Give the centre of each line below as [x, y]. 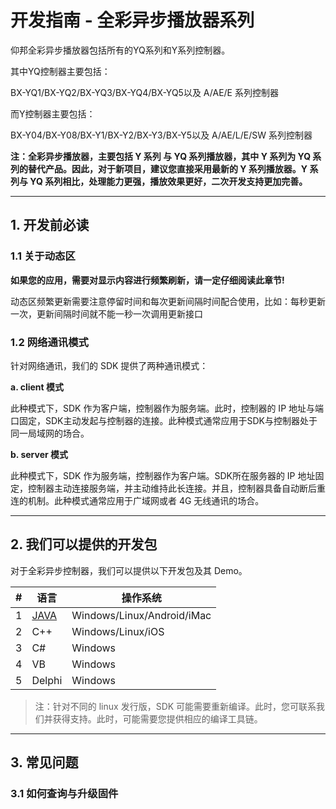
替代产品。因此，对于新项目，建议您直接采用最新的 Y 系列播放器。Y [167, 168]
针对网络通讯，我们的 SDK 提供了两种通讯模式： [109, 365]
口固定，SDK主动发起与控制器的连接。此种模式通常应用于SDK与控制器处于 [164, 420]
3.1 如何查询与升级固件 [64, 794]
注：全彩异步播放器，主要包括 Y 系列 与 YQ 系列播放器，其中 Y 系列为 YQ [161, 156]
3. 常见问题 [44, 762]
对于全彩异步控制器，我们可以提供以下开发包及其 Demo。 [129, 570]
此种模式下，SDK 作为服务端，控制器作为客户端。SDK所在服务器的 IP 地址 [163, 475]
